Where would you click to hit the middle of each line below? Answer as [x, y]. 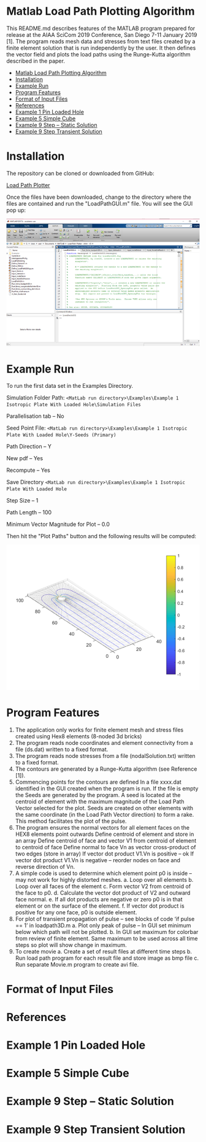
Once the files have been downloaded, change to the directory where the [99, 197]
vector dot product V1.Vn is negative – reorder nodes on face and [98, 860]
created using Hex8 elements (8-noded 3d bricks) [78, 736]
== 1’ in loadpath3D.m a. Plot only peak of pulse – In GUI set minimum [103, 925]
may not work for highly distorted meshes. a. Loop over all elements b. [104, 879]
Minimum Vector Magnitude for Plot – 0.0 [58, 524]
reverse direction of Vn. [45, 866]
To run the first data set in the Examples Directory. [70, 386]
